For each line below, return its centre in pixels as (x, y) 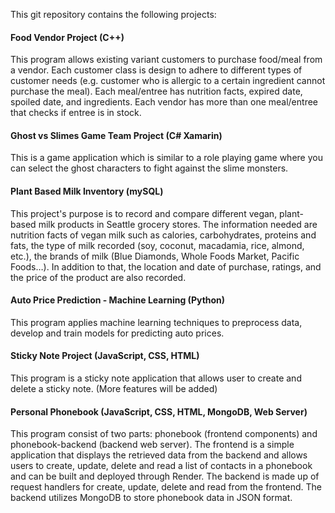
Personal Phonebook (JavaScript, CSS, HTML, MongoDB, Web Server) (159, 411)
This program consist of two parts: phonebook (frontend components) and (164, 434)
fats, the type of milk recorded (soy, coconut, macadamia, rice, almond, (157, 245)
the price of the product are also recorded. (98, 277)
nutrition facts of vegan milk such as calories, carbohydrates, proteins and (163, 235)
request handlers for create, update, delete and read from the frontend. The (166, 487)
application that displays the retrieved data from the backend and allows (159, 455)
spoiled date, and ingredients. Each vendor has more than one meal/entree (164, 102)
